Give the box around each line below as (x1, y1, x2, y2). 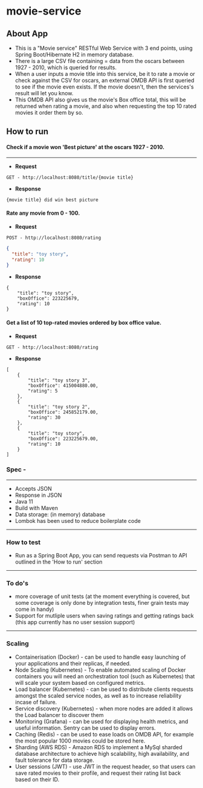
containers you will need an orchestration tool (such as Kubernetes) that (14, 672, 195, 680)
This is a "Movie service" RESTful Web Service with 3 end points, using (14, 44, 193, 52)
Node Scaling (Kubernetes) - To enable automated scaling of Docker (14, 666, 186, 673)
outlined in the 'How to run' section (14, 558, 103, 565)
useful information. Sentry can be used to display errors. (14, 724, 156, 732)
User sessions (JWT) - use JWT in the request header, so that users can (14, 763, 196, 770)
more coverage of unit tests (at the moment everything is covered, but (14, 593, 190, 600)
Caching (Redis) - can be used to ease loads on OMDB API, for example (14, 730, 195, 738)
